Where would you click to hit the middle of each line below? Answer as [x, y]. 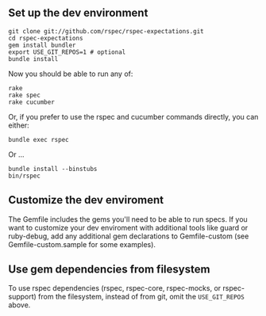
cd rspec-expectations [46, 38]
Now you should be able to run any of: [71, 74]
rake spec [25, 95]
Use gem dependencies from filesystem [109, 270]
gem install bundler [42, 45]
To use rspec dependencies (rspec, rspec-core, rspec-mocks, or [115, 288]
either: [19, 125]
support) [23, 297]
